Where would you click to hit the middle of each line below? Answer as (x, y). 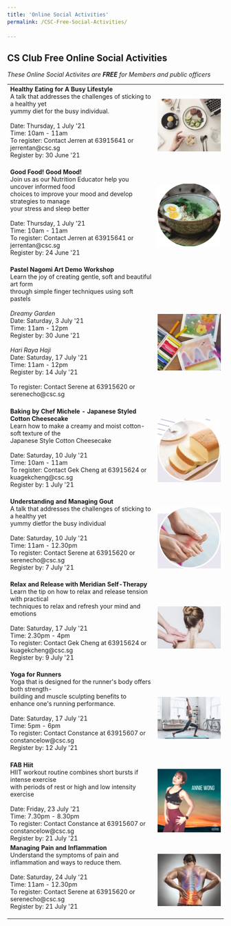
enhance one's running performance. (63, 704)
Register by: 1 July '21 (42, 484)
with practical (29, 599)
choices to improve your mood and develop (71, 194)
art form (21, 284)
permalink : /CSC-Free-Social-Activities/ (67, 22)
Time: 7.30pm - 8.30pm (45, 816)
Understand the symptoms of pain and (64, 855)
